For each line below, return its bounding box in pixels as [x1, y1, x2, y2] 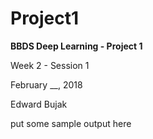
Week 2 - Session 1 [10, 59, 90, 71]
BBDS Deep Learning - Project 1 [10, 40, 143, 52]
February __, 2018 [10, 78, 83, 91]
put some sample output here [10, 117, 132, 129]
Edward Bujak [10, 98, 68, 110]
